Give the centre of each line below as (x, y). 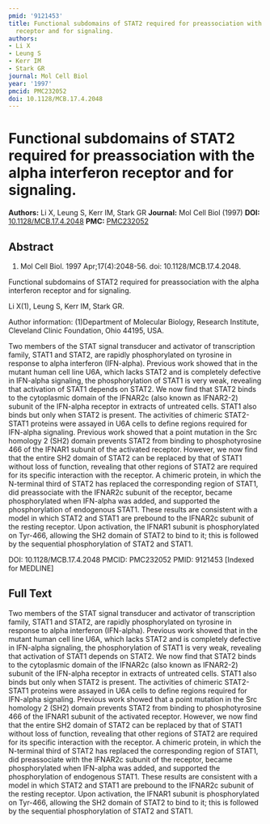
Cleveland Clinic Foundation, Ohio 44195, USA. (86, 330)
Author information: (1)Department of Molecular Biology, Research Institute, (134, 322)
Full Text (30, 594)
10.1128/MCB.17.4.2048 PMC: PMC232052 (79, 221)
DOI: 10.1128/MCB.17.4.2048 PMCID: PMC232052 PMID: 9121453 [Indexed (131, 560)
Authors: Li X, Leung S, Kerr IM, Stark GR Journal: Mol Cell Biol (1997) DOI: (134, 213)
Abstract (31, 246)
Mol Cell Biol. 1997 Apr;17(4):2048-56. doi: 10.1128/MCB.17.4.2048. (130, 266)
